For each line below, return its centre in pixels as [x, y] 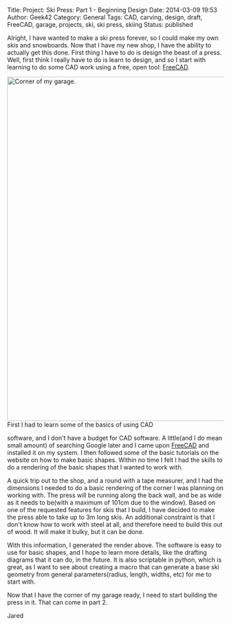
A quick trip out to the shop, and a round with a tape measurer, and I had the [115, 480]
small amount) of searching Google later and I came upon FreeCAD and [108, 445]
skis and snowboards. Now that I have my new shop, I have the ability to [109, 45]
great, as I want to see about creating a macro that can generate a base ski [113, 567]
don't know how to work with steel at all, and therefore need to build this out [115, 525]
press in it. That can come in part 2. [57, 602]
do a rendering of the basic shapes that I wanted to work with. [95, 467]
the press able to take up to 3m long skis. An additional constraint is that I [111, 517]
